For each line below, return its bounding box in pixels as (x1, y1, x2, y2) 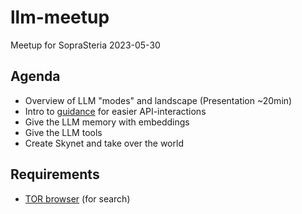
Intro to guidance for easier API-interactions (24, 105, 207, 117)
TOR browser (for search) (24, 192, 131, 205)
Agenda (10, 68, 61, 85)
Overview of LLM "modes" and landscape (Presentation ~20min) (24, 94, 293, 106)
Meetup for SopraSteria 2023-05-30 (10, 39, 161, 51)
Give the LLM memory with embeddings (24, 116, 190, 128)
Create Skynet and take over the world (24, 137, 184, 149)
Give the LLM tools (24, 126, 103, 138)
